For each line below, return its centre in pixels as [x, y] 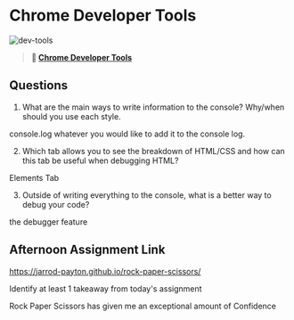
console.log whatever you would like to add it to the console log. [127, 134]
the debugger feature [49, 222]
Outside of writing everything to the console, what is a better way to [147, 195]
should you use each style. [72, 116]
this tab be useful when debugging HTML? [100, 160]
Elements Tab [34, 177]
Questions [39, 86]
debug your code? [56, 204]
